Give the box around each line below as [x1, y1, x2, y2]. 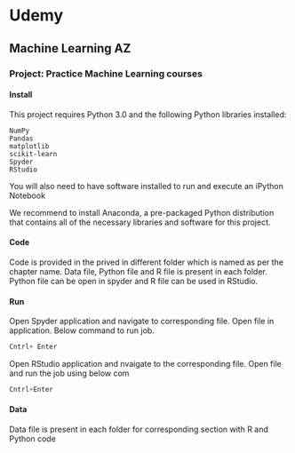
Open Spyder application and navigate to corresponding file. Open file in [9, 316, 275, 327]
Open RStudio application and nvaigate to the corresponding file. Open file [9, 358, 282, 369]
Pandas [9, 134, 34, 143]
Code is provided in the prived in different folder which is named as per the [9, 257, 284, 267]
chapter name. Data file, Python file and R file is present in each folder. [9, 266, 268, 276]
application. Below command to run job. [9, 325, 155, 336]
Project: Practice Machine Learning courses [9, 68, 203, 80]
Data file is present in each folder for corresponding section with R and [9, 424, 269, 435]
